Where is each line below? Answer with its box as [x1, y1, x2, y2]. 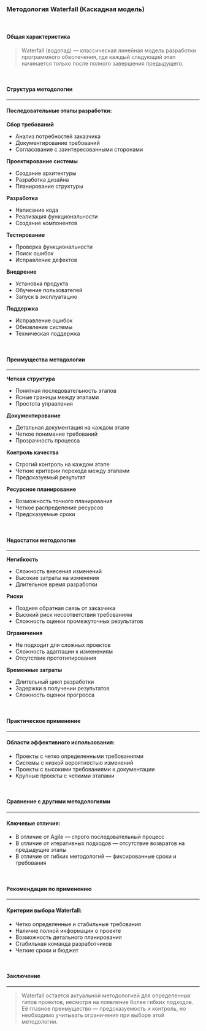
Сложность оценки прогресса [15, 691, 95, 698]
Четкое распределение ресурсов [15, 504, 104, 511]
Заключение [6, 972, 41, 980]
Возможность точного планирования [15, 498, 113, 505]
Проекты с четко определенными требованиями [15, 752, 144, 760]
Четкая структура [6, 375, 55, 382]
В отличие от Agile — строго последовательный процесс [15, 833, 165, 841]
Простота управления [15, 400, 74, 407]
